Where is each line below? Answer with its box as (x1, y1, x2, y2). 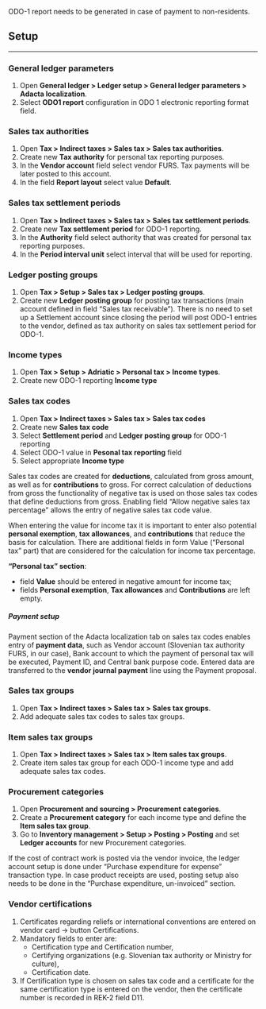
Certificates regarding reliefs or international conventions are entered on (19, 917, 256, 926)
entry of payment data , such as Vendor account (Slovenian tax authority (8, 640, 245, 650)
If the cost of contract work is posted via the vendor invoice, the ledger (8, 853, 240, 863)
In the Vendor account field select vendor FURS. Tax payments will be (19, 160, 250, 170)
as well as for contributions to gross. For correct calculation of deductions (8, 480, 252, 489)
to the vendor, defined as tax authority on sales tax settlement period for (19, 321, 256, 331)
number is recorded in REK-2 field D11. (19, 992, 145, 1002)
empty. (19, 593, 43, 603)
